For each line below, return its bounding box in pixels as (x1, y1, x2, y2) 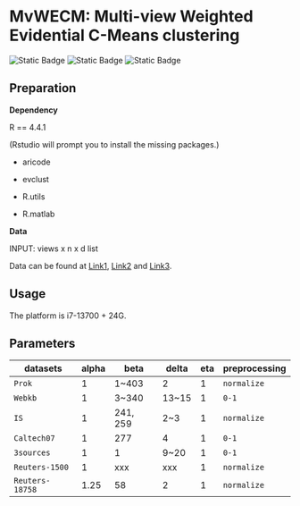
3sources (13, 448, 51, 458)
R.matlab (21, 208, 55, 219)
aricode (21, 156, 51, 167)
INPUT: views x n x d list (9, 243, 98, 254)
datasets (23, 362, 62, 375)
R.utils (21, 190, 46, 202)
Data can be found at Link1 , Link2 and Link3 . (9, 260, 172, 271)
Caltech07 (13, 434, 55, 443)
